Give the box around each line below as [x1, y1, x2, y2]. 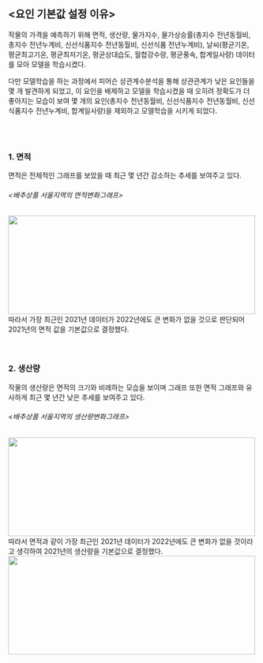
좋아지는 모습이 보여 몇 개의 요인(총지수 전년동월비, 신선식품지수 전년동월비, [8, 96, 241, 105]
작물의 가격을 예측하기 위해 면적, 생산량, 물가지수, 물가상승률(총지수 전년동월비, [8, 30, 251, 39]
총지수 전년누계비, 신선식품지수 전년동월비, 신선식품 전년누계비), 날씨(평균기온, [8, 39, 250, 49]
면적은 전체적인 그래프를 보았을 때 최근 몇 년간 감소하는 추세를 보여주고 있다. [8, 170, 242, 180]
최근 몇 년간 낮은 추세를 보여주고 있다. [28, 392, 145, 402]
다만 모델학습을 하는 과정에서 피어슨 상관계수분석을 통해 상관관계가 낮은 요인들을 [8, 76, 255, 85]
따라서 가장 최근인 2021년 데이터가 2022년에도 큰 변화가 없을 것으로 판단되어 [8, 315, 245, 324]
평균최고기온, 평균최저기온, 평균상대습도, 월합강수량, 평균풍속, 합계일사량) [8, 50, 235, 59]
